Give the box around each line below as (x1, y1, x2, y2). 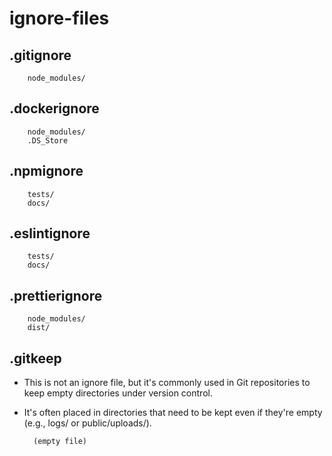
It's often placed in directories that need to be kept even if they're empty (23, 407, 323, 419)
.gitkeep (9, 350, 62, 367)
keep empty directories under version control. (23, 387, 213, 399)
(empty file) (33, 437, 88, 447)
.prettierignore (9, 287, 103, 304)
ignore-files (9, 7, 110, 30)
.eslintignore (9, 225, 91, 242)
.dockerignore (9, 100, 100, 117)
